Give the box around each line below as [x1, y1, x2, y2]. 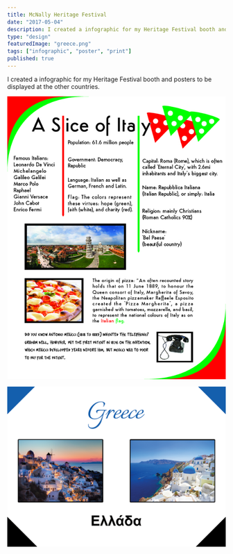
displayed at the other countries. [7, 82, 101, 90]
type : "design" [7, 33, 51, 40]
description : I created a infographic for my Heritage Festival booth [7, 26, 216, 33]
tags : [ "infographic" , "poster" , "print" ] [7, 48, 132, 55]
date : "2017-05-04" [7, 18, 64, 26]
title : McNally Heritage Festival [7, 11, 107, 18]
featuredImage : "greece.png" [7, 40, 92, 48]
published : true [7, 56, 54, 62]
